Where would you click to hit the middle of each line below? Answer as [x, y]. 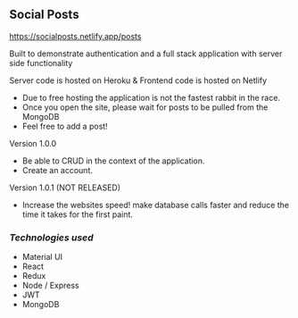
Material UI [42, 257]
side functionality [41, 63]
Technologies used [51, 238]
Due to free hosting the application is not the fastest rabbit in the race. [151, 97]
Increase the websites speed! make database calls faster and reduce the [156, 205]
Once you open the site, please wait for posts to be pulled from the [145, 107]
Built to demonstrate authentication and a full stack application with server [146, 54]
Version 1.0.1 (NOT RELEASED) [65, 188]
